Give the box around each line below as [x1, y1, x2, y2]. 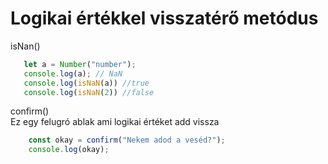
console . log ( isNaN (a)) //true [23, 78, 150, 88]
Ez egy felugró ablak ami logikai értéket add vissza [10, 116, 220, 128]
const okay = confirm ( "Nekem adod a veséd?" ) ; [28, 135, 226, 146]
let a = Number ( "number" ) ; [23, 59, 137, 69]
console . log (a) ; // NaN [23, 68, 123, 79]
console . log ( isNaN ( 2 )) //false [23, 87, 155, 97]
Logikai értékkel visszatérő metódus [10, 7, 319, 30]
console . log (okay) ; [28, 145, 110, 155]
